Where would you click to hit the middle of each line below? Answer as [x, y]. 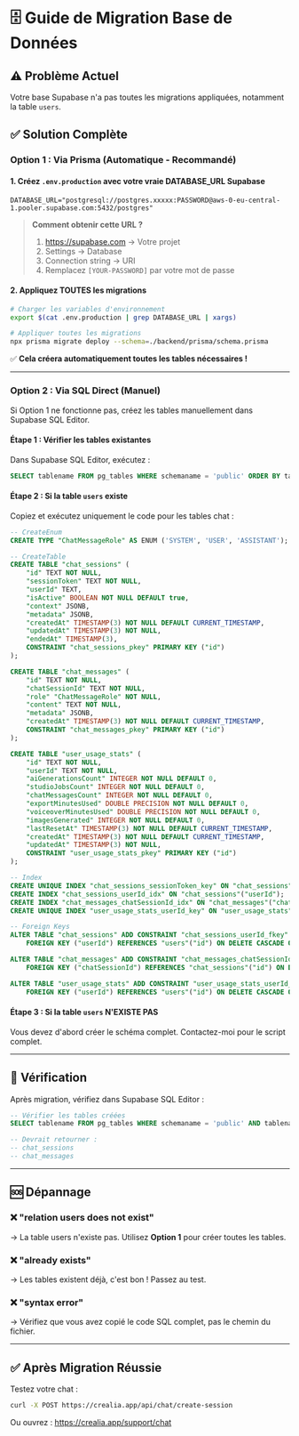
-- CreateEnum [36, 532]
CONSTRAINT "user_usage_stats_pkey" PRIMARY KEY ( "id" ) [132, 853]
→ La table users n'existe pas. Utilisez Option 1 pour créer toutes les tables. [148, 1237]
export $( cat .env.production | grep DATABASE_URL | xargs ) [124, 318]
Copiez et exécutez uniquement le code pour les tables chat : [122, 516]
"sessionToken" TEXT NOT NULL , [84, 581]
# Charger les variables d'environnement [88, 309]
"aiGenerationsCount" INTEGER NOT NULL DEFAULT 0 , [122, 779]
